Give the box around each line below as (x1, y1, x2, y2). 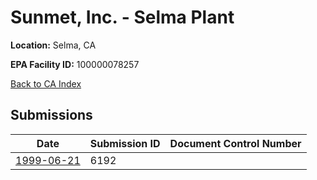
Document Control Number (169, 136, 302, 150)
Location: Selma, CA (10, 39, 97, 51)
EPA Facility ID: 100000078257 (10, 58, 140, 70)
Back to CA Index (10, 77, 82, 90)
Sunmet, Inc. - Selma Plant (10, 6, 235, 29)
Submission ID (89, 136, 161, 150)
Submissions (10, 107, 93, 124)
